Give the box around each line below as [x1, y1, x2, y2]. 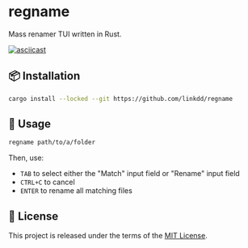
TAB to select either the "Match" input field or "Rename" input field [19, 169, 240, 179]
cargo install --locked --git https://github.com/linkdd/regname [8, 95, 233, 103]
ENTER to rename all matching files [19, 186, 133, 195]
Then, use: [8, 153, 44, 163]
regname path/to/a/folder [8, 138, 95, 147]
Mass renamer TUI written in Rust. [8, 29, 122, 39]
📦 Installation [8, 69, 81, 83]
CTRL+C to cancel [19, 177, 75, 187]
